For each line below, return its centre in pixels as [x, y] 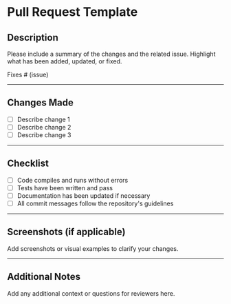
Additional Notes [44, 277]
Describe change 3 [44, 134]
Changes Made [40, 103]
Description [33, 38]
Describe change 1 [43, 119]
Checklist [28, 164]
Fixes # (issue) [28, 74]
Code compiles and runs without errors [73, 180]
